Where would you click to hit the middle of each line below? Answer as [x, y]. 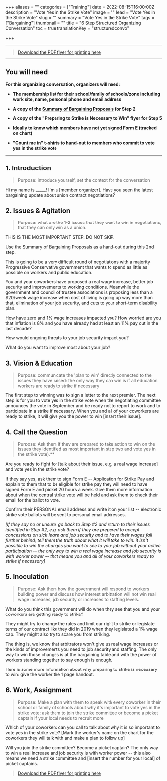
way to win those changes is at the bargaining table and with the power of [81, 654]
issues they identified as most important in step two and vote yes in [86, 449]
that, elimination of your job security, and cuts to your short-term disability [82, 303]
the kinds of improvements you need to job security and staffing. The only [81, 649]
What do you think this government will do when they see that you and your [83, 609]
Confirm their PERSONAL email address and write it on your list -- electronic [83, 509]
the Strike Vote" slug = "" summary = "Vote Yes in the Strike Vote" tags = [80, 18]
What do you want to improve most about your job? [58, 348]
